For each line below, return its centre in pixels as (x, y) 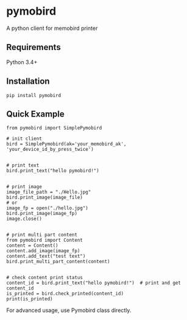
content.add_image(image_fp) (43, 251)
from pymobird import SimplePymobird (54, 128)
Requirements (34, 47)
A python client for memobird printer (52, 28)
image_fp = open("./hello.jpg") (47, 208)
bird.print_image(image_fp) (42, 214)
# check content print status (45, 278)
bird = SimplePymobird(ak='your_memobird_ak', (66, 144)
